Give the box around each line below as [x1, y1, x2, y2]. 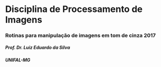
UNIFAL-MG [5, 57, 31, 63]
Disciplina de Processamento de [5, 3, 143, 15]
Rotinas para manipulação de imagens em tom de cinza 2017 [5, 32, 156, 39]
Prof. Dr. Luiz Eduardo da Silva [5, 44, 70, 50]
